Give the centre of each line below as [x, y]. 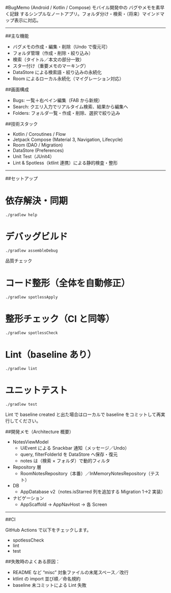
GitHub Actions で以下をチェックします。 [48, 530]
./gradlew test [21, 404]
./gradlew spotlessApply [32, 297]
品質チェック [19, 261]
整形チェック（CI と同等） [60, 319]
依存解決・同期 [37, 201]
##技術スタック [22, 124]
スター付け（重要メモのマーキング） [51, 66]
